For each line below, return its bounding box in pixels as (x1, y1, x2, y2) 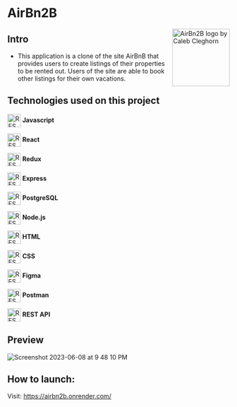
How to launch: (7, 373, 75, 386)
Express (22, 174, 47, 182)
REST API (22, 309, 51, 319)
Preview (7, 334, 44, 346)
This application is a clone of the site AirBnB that (17, 52, 159, 60)
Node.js (22, 213, 46, 221)
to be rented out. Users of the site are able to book (17, 67, 165, 75)
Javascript (22, 115, 54, 124)
